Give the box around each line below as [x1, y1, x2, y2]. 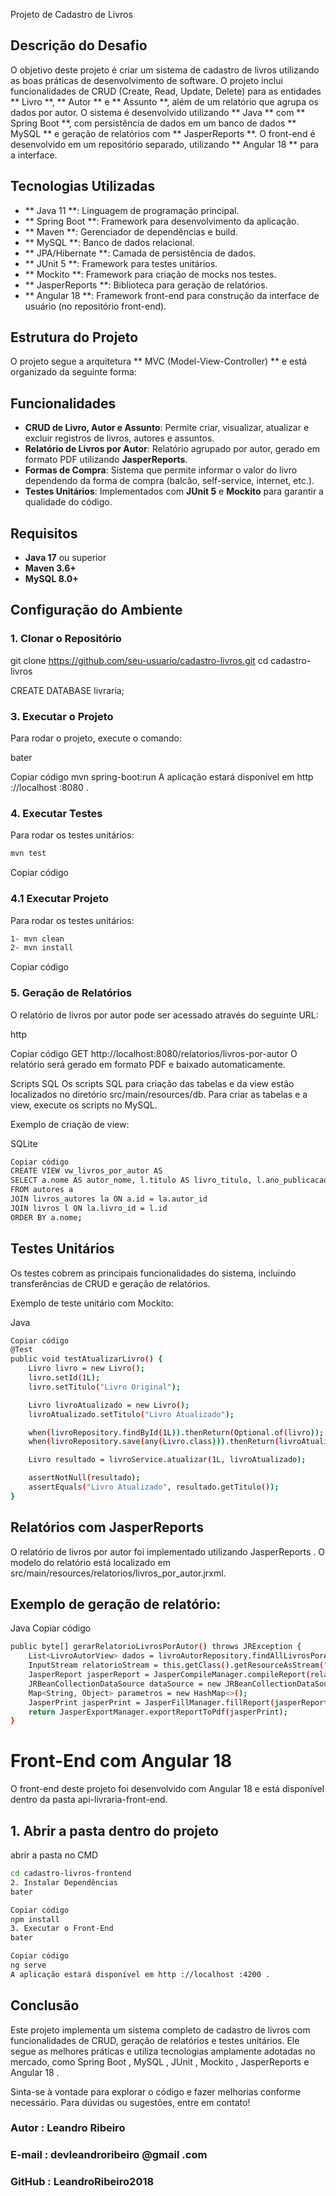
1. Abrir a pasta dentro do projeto [10, 1822, 219, 1839]
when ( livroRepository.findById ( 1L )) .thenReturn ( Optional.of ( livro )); [28, 1427, 325, 1438]
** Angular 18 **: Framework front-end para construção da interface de [24, 289, 320, 301]
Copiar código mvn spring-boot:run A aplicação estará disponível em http [10, 771, 314, 783]
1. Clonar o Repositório [10, 632, 122, 646]
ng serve [10, 1960, 47, 1970]
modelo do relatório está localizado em [10, 1556, 171, 1568]
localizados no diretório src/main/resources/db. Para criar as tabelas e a [10, 1088, 308, 1100]
